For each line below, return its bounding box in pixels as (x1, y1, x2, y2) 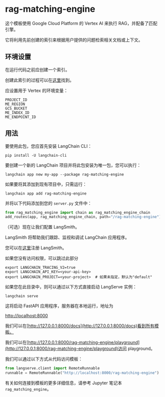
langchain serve (5, 294, 38, 299)
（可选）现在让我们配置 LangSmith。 (5, 224, 80, 230)
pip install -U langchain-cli (5, 153, 67, 158)
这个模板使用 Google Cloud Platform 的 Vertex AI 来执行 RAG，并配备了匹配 (5, 20, 158, 26)
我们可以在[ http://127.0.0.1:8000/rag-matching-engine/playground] (5, 340, 140, 345)
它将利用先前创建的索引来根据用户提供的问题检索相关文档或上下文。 (5, 37, 143, 43)
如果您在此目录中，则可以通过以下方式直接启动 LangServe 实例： (5, 284, 137, 290)
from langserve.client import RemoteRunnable (5, 366, 100, 371)
